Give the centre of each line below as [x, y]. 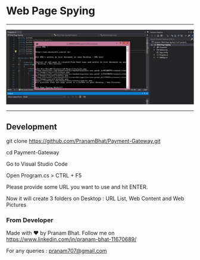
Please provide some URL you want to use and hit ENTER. [77, 187]
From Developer [30, 220]
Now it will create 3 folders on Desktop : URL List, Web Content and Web [95, 199]
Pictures [16, 205]
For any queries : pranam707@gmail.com [57, 251]
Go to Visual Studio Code [37, 164]
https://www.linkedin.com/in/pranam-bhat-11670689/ [71, 239]
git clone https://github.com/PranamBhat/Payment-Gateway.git [83, 141]
